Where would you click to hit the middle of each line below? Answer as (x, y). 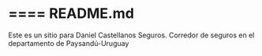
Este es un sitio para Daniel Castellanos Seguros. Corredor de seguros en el (131, 35)
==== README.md (71, 14)
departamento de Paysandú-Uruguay (69, 43)
